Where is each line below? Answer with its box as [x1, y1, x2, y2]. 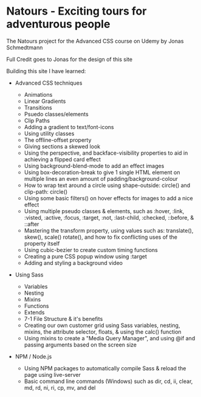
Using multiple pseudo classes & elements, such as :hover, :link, [24, 207, 185, 214]
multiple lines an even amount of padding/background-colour [24, 175, 178, 182]
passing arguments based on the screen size [24, 341, 137, 348]
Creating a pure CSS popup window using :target [24, 253, 148, 260]
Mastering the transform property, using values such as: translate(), [24, 227, 194, 234]
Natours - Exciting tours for [6, 4, 147, 18]
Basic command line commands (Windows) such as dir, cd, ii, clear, [24, 378, 193, 385]
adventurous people [6, 17, 111, 31]
